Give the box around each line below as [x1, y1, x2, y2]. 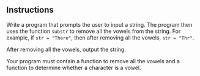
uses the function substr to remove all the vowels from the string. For [6, 27, 181, 35]
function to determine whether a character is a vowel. [6, 64, 141, 71]
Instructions [6, 5, 54, 15]
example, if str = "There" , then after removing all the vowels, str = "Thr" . [6, 33, 194, 41]
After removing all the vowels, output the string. [6, 46, 127, 53]
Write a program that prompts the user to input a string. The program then [6, 21, 193, 28]
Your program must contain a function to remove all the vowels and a [6, 57, 180, 64]
